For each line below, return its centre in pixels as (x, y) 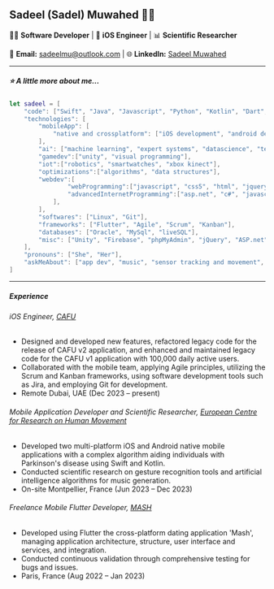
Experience (29, 296)
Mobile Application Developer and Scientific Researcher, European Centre (133, 412)
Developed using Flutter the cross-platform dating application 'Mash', (137, 532)
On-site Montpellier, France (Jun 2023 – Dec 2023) (107, 489)
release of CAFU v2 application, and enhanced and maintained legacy (138, 350)
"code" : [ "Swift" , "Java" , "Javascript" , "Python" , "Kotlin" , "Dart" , (146, 111)
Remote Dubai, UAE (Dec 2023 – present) (91, 393)
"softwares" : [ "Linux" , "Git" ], (94, 217)
